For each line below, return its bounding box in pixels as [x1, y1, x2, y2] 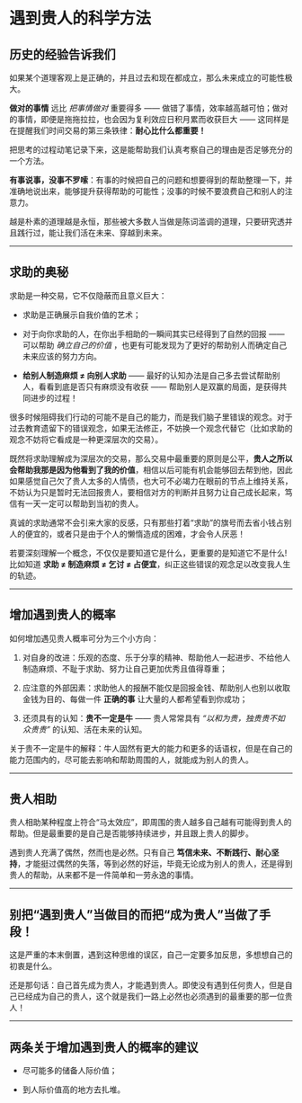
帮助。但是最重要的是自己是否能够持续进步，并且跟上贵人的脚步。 [9, 828, 253, 839]
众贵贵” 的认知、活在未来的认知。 [22, 724, 147, 734]
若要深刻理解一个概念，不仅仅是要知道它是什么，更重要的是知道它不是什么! [9, 547, 288, 558]
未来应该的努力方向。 [22, 351, 102, 361]
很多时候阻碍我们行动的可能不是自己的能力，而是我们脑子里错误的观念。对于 [9, 411, 293, 423]
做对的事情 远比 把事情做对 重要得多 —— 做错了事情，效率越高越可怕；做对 [9, 102, 289, 113]
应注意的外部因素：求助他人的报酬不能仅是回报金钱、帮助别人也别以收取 [22, 682, 290, 693]
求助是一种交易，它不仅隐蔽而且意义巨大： [9, 289, 167, 301]
